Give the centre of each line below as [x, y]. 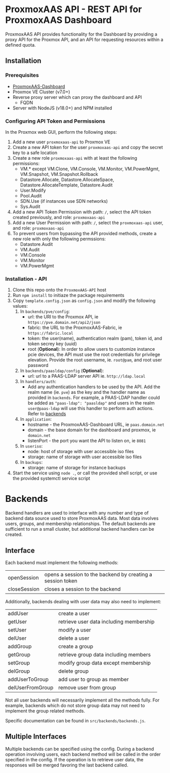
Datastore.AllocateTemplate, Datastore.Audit [66, 185]
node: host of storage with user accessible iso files [81, 452]
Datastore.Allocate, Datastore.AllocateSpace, [67, 179]
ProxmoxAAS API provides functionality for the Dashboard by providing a [81, 34]
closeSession [24, 589]
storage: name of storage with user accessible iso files [85, 457]
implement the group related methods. [45, 711]
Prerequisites [22, 76]
